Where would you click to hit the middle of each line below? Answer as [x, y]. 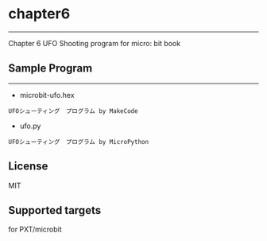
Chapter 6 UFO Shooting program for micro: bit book [95, 43]
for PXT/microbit [35, 229]
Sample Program [50, 68]
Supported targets [55, 210]
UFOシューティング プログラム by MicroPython [79, 142]
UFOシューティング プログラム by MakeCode [73, 111]
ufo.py [30, 126]
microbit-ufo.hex [47, 95]
